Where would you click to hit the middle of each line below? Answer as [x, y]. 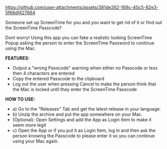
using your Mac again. [35, 141]
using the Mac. [21, 48]
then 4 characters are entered [44, 73]
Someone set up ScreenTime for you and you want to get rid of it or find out [84, 22]
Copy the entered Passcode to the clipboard [58, 79]
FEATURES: [18, 58]
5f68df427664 [20, 13]
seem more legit [29, 125]
